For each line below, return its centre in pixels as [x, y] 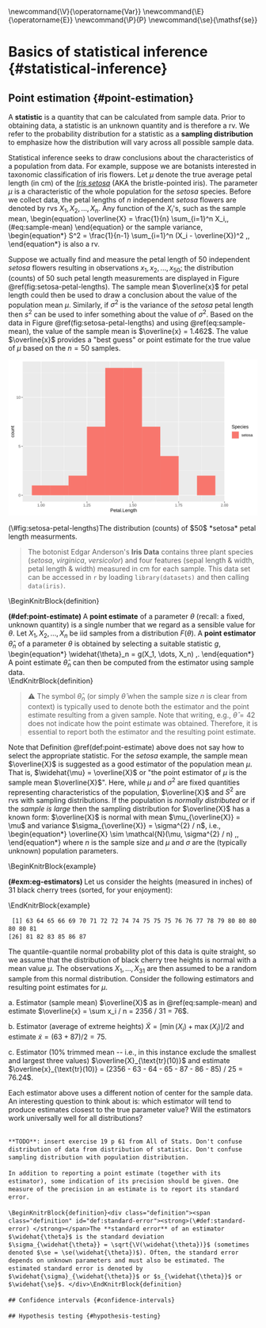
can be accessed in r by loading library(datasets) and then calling [138, 577]
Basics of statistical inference [108, 52]
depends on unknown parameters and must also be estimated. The [116, 1261]
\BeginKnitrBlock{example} [52, 866]
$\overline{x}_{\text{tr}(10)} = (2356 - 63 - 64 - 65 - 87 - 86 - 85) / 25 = [125, 1069]
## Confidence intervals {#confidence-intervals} [92, 1300]
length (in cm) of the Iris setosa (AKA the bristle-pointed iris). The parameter [133, 183]
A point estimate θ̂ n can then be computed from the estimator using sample [131, 663]
